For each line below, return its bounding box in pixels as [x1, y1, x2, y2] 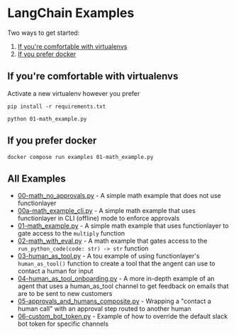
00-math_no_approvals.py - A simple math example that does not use [17, 192, 221, 200]
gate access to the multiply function [17, 229, 125, 238]
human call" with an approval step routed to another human [17, 304, 191, 313]
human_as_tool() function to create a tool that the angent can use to [17, 259, 215, 268]
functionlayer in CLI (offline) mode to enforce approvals [17, 214, 180, 223]
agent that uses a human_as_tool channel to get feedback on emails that [17, 282, 229, 290]
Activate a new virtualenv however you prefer [7, 89, 140, 97]
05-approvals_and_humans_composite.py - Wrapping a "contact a [17, 297, 211, 306]
